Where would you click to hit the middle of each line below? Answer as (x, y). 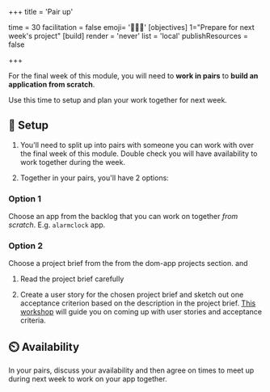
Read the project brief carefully (72, 279)
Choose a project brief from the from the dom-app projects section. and (128, 263)
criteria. (33, 320)
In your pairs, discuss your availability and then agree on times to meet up (131, 370)
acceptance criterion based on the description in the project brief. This (138, 303)
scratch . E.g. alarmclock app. (57, 225)
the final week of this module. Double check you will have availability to (139, 154)
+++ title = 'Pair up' (41, 12)
